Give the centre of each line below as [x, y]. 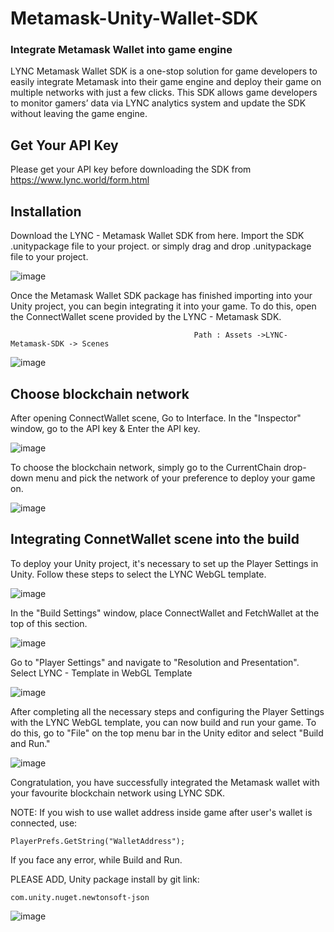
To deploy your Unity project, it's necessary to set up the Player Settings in [164, 563]
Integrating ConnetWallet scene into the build [155, 539]
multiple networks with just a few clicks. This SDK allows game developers [164, 93]
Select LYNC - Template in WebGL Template [101, 673]
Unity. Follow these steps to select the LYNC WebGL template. [138, 574]
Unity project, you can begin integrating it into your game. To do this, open [163, 306]
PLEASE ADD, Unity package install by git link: [105, 879]
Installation [46, 211]
